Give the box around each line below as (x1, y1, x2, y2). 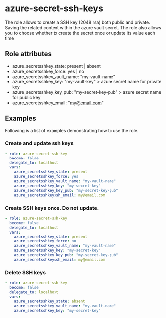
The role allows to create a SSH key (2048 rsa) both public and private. (5, 19, 150, 25)
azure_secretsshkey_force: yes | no (12, 68, 84, 74)
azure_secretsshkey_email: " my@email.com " (12, 100, 104, 106)
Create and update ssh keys (5, 140, 74, 147)
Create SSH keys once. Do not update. (5, 204, 99, 211)
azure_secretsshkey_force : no (14, 239, 77, 244)
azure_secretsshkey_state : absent (14, 299, 85, 304)
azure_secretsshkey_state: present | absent (12, 63, 101, 69)
